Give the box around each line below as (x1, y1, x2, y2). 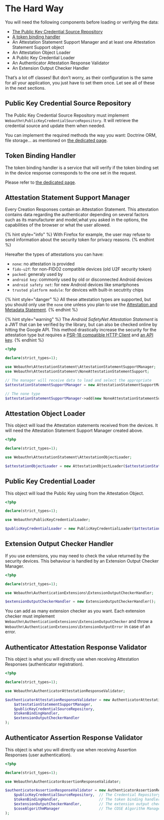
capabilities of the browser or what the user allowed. (5, 222, 111, 228)
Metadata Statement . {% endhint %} (5, 307, 78, 313)
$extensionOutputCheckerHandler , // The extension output (14, 802, 150, 807)
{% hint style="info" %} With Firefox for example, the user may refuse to (5, 231, 151, 238)
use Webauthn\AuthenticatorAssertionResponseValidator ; (5, 779, 121, 784)
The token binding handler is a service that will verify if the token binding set (5, 165, 159, 171)
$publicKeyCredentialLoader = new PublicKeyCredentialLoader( (5, 526, 134, 531)
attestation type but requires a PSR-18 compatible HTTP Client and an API (5, 332, 154, 338)
